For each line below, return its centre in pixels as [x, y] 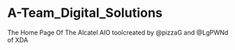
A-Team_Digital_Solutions [85, 13]
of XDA [18, 39]
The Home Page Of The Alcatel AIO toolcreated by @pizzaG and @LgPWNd [118, 32]
